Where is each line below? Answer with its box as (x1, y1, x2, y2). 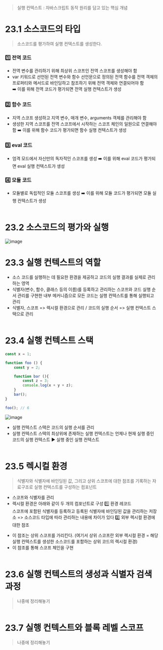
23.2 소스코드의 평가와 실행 (5, 222, 109, 233)
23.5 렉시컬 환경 (5, 461, 67, 472)
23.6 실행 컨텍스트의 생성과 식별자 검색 (5, 569, 152, 580)
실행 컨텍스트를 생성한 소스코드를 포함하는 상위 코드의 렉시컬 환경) (12, 538, 138, 544)
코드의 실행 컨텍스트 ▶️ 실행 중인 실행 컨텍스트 (12, 437, 100, 442)
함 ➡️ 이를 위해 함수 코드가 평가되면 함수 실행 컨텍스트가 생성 (12, 127, 127, 133)
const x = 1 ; (5, 351, 32, 356)
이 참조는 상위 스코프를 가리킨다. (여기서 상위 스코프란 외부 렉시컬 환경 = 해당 (12, 532, 159, 538)
